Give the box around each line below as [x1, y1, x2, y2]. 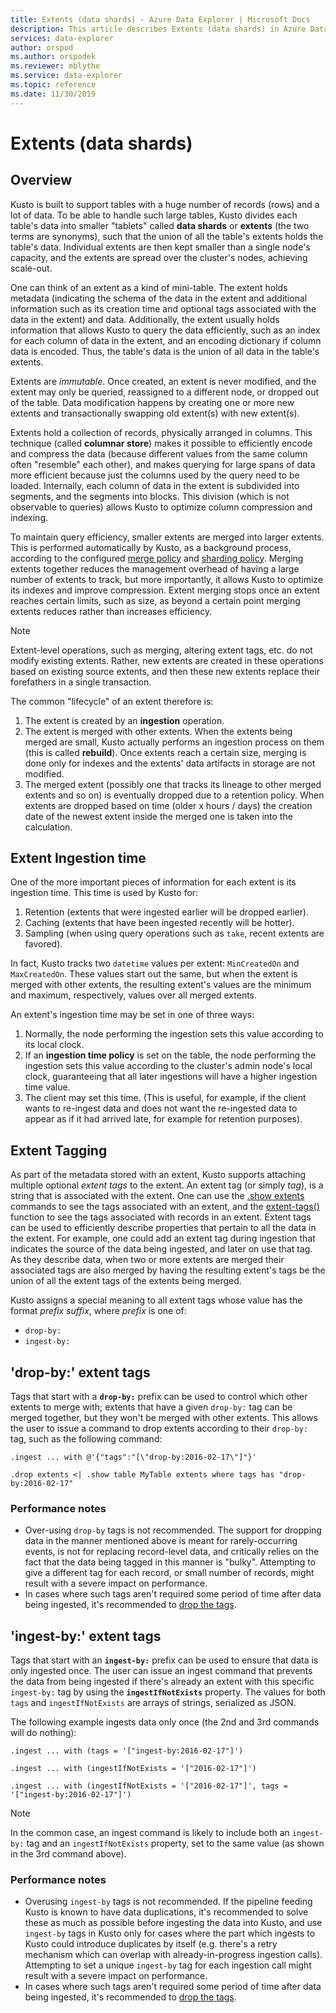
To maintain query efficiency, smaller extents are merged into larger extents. [10, 531, 325, 543]
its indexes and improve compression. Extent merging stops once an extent [10, 584, 321, 596]
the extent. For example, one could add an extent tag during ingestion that [10, 1232, 316, 1245]
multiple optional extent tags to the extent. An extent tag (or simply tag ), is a [10, 1179, 324, 1191]
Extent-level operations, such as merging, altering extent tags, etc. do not [10, 644, 313, 656]
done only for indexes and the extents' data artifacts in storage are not [24, 757, 316, 769]
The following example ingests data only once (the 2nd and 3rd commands [10, 1716, 320, 1728]
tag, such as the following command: [10, 1433, 163, 1445]
